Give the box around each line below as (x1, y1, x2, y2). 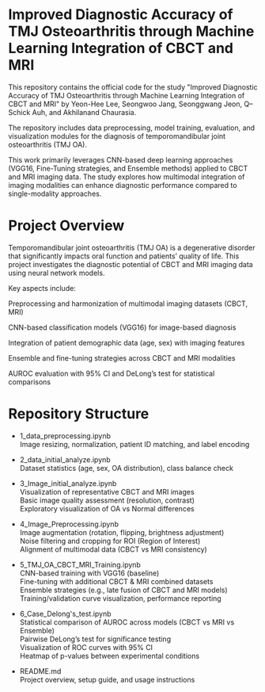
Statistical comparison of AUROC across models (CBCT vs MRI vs (19, 617, 235, 627)
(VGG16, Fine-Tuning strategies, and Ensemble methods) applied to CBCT (8, 163, 248, 173)
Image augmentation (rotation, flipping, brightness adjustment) (19, 527, 225, 537)
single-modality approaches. (8, 189, 102, 198)
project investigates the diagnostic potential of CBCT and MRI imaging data (8, 259, 253, 269)
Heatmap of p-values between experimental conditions (19, 651, 200, 660)
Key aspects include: (8, 283, 77, 292)
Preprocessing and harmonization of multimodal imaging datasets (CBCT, (8, 299, 248, 308)
